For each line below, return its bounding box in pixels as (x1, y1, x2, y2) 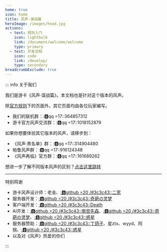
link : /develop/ (14, 58, 48, 63)
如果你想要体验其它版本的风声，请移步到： (5, 130, 92, 136)
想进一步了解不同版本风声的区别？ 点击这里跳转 (5, 164, 101, 169)
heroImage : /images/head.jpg (5, 21, 66, 26)
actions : (5, 26, 23, 31)
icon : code (14, 53, 37, 59)
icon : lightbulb (14, 35, 48, 40)
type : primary (14, 44, 43, 49)
